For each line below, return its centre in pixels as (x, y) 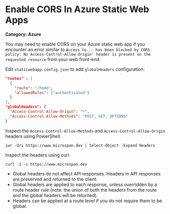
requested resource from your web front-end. (53, 59)
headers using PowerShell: (33, 136)
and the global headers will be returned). (55, 195)
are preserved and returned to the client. (55, 179)
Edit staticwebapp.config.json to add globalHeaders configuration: (75, 69)
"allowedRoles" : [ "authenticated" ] (52, 93)
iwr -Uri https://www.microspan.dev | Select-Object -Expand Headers (80, 145)
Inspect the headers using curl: (38, 155)
